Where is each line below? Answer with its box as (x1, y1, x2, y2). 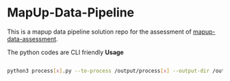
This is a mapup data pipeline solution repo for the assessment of (7, 27, 192, 36)
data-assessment (7, 34, 57, 43)
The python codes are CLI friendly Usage (7, 48, 125, 56)
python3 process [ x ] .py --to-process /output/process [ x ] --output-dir (7, 67, 210, 74)
